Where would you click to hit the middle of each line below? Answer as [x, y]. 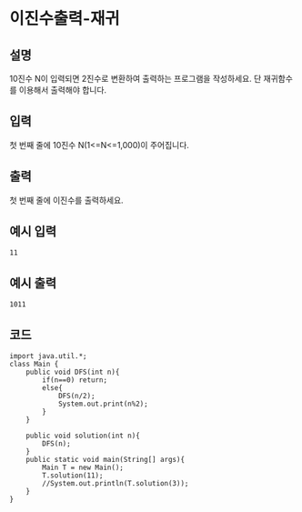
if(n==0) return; [75, 380]
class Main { [34, 365]
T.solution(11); [73, 476]
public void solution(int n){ [83, 436]
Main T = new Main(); [83, 468]
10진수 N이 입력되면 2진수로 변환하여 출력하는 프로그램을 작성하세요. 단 [136, 79]
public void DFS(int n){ [73, 372]
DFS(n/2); [76, 397]
